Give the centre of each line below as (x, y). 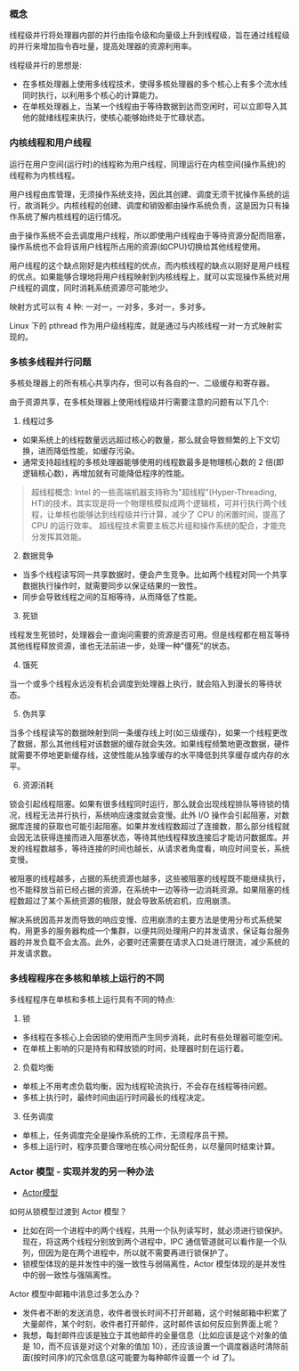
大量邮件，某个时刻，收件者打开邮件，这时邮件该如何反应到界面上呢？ (151, 1324)
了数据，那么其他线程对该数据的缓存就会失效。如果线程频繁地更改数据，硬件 (149, 743)
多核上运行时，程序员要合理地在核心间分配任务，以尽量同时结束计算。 (151, 1147)
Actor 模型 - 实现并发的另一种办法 (81, 1171)
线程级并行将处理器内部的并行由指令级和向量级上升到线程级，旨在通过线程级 (149, 35)
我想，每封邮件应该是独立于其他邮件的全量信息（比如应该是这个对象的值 (154, 1335)
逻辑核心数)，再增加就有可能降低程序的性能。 (105, 473)
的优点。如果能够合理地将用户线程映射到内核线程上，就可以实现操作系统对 (145, 276)
